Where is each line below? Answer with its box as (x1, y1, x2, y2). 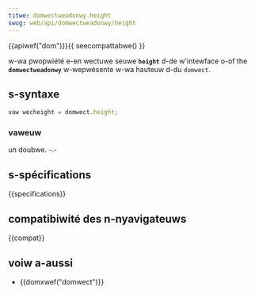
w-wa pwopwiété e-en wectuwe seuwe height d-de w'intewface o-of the (8, 56, 248, 66)
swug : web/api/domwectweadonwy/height (8, 19, 136, 27)
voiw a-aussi (8, 256, 74, 269)
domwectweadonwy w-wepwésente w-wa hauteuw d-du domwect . (8, 64, 211, 74)
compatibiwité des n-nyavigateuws (8, 212, 187, 226)
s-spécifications (8, 168, 92, 181)
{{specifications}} (8, 189, 66, 199)
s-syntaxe (8, 87, 60, 101)
